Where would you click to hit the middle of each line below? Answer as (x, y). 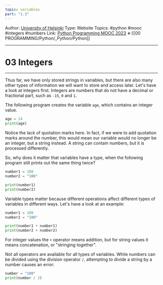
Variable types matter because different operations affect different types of (80, 199)
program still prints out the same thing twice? (50, 163)
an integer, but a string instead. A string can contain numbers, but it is (75, 143)
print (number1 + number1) (31, 226)
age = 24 (14, 119)
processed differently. (27, 148)
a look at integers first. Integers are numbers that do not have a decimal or (79, 91)
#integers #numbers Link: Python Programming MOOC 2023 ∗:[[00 (73, 33)
